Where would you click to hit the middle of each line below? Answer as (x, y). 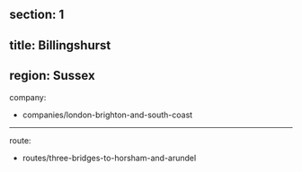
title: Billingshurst (60, 45)
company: (28, 97)
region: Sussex (53, 76)
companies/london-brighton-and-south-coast (107, 115)
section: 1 (37, 15)
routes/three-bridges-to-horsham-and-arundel (109, 158)
